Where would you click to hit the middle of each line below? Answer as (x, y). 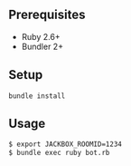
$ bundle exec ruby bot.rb (59, 153)
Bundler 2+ (42, 46)
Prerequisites (47, 15)
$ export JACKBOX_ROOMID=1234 (65, 144)
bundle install (37, 96)
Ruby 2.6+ (41, 36)
